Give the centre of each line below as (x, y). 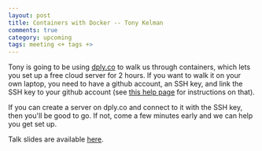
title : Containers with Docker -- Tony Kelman (86, 23)
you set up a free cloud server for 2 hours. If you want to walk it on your (125, 75)
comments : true (33, 30)
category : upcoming (40, 37)
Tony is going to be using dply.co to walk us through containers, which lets (129, 67)
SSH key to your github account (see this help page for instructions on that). (132, 92)
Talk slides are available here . (56, 139)
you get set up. (33, 124)
